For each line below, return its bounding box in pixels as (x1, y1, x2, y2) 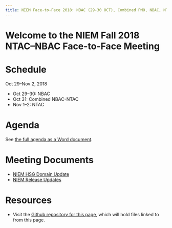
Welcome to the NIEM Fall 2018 (5, 29, 140, 41)
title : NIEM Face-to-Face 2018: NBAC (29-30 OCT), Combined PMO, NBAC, (5, 7, 161, 13)
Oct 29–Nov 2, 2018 (5, 80, 48, 87)
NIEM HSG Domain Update (12, 171, 70, 177)
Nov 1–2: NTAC (12, 101, 45, 107)
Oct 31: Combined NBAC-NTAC (12, 96, 79, 102)
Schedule (5, 64, 47, 75)
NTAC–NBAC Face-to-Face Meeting (5, 40, 160, 52)
